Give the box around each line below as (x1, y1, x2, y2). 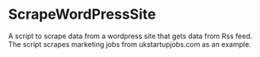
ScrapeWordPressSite (8, 5, 156, 23)
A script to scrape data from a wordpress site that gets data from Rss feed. (8, 31, 253, 41)
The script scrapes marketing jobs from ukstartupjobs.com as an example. (8, 39, 251, 48)
